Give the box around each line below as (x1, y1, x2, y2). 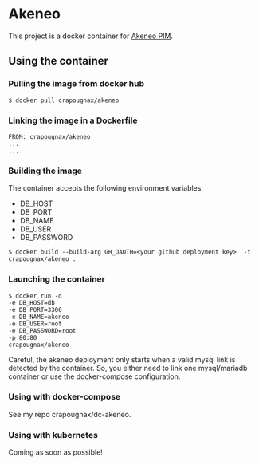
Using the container (8, 54, 109, 68)
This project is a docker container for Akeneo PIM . (8, 31, 174, 41)
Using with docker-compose (8, 392, 121, 403)
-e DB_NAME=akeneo (8, 313, 69, 321)
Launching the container (8, 274, 106, 285)
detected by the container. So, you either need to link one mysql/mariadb (8, 363, 248, 372)
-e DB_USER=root (8, 320, 62, 328)
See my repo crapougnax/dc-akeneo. (8, 409, 131, 419)
